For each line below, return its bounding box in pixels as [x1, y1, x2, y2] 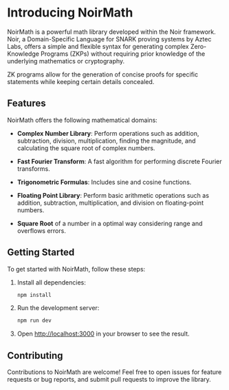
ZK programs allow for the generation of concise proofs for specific [7, 70, 198, 79]
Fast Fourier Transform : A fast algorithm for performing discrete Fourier [17, 157, 222, 165]
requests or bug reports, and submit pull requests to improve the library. [7, 376, 211, 384]
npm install [17, 291, 52, 298]
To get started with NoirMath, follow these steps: [7, 265, 146, 273]
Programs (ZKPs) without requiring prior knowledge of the [41, 50, 206, 58]
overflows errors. [17, 226, 67, 235]
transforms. [17, 164, 50, 173]
